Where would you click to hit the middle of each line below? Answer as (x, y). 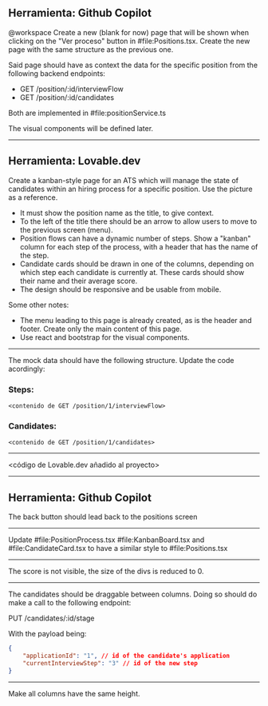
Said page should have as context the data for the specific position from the (133, 65)
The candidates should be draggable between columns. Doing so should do (133, 594)
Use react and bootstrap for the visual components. (104, 337)
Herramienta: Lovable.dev (75, 161)
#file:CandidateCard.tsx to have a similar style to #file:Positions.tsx (118, 548)
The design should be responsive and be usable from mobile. (120, 289)
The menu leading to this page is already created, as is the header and (136, 320)
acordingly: (27, 369)
